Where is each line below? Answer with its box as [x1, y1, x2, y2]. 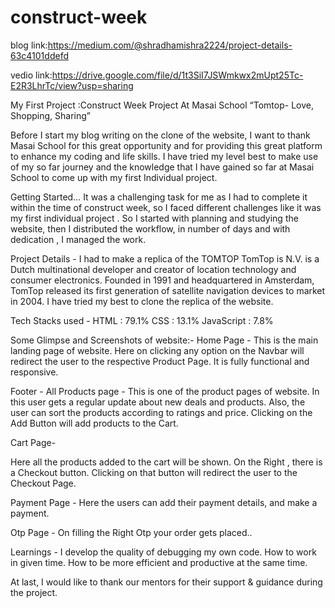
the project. [10, 586, 58, 598]
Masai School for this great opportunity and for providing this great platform [10, 139, 323, 151]
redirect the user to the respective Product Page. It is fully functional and [10, 355, 310, 367]
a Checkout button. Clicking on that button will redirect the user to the [10, 466, 298, 478]
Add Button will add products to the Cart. [10, 417, 179, 429]
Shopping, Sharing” [10, 109, 91, 121]
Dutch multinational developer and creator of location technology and [10, 263, 297, 275]
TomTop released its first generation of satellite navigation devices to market [10, 284, 326, 296]
